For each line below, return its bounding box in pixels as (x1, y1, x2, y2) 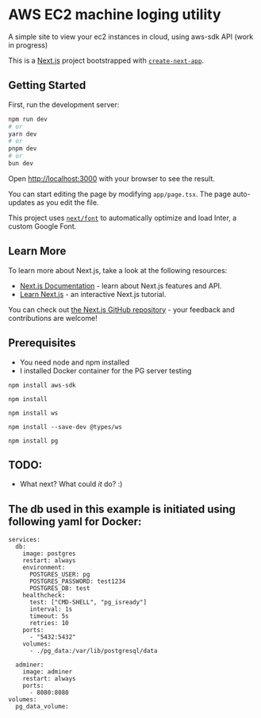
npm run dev (8, 115, 48, 123)
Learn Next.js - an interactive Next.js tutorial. (19, 289, 167, 299)
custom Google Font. (8, 221, 77, 231)
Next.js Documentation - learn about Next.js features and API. (19, 280, 222, 291)
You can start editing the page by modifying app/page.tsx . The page (8, 189, 232, 199)
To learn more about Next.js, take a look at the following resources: (8, 265, 228, 275)
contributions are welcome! (8, 313, 98, 322)
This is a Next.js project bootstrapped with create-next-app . (8, 56, 205, 65)
